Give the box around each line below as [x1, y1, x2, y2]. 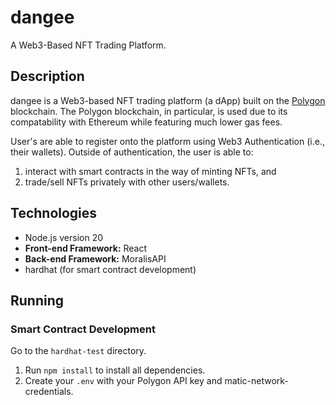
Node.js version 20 [24, 231, 104, 243]
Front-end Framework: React [24, 242, 148, 254]
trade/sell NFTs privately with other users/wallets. [24, 176, 230, 188]
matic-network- [224, 375, 289, 387]
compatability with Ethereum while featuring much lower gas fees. [10, 116, 283, 128]
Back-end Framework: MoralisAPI [24, 252, 167, 265]
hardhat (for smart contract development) [24, 263, 197, 275]
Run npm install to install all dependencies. [24, 364, 206, 376]
